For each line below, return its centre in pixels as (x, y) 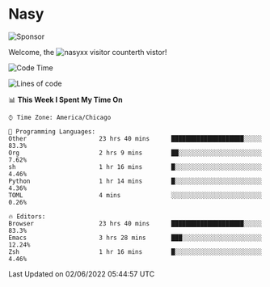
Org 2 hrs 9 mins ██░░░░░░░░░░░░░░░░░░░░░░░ (135, 153)
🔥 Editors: (27, 216)
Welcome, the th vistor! (88, 52)
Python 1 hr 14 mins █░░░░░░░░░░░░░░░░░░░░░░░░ (135, 181)
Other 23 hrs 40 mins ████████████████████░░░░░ (135, 138)
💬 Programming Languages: (52, 131)
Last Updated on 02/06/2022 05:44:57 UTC (82, 274)
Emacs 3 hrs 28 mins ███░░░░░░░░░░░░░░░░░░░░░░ (135, 238)
